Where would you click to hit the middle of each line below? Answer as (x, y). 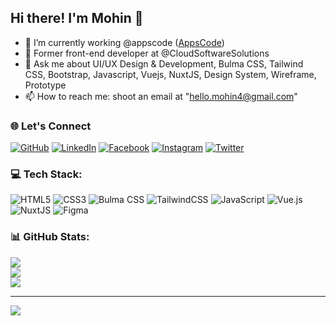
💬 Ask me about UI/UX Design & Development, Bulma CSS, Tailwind (164, 63)
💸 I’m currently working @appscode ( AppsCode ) (124, 42)
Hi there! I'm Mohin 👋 (77, 18)
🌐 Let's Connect (51, 126)
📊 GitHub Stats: (50, 237)
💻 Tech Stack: (46, 174)
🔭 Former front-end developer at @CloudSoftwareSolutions (147, 53)
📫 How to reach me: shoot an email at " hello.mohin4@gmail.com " (161, 96)
